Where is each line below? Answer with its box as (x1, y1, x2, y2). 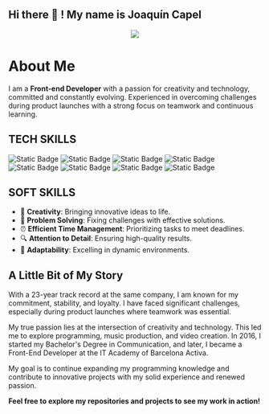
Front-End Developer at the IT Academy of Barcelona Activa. (8, 348, 209, 358)
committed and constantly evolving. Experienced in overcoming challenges (8, 92, 257, 101)
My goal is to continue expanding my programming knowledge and (8, 363, 230, 374)
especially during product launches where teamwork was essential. (8, 307, 231, 317)
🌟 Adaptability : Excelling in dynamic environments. (19, 245, 190, 255)
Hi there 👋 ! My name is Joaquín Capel (8, 8, 202, 22)
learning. (8, 109, 38, 119)
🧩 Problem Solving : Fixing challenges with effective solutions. (19, 215, 226, 225)
